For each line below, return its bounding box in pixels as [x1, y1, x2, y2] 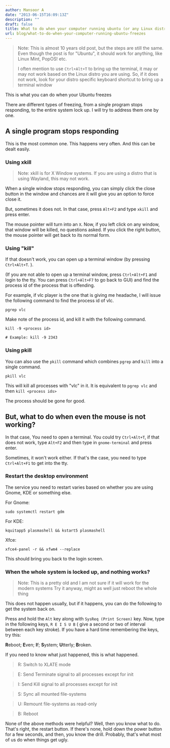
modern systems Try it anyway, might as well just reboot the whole [17, 585, 157, 591]
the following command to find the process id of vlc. [5, 298, 114, 304]
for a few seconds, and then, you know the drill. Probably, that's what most [5, 731, 161, 737]
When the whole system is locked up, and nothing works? [5, 568, 150, 575]
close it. [5, 196, 22, 202]
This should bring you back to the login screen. [5, 555, 104, 562]
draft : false [5, 21, 33, 27]
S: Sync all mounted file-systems [17, 691, 87, 697]
